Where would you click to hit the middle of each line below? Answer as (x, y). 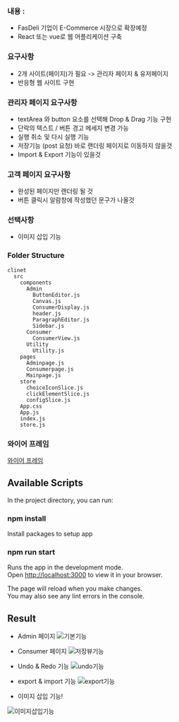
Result (22, 619)
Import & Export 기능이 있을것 (59, 154)
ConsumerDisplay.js (61, 307)
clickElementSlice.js (58, 393)
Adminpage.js (45, 363)
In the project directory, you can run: (60, 500)
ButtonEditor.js (56, 295)
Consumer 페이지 (42, 651)
